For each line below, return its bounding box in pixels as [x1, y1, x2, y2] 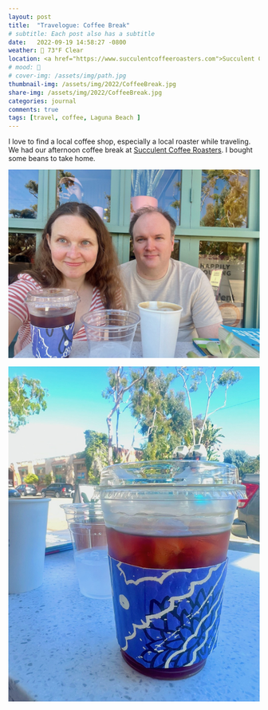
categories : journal [8, 97, 77, 105]
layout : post [8, 13, 52, 21]
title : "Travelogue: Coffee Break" [8, 21, 130, 30]
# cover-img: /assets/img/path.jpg [8, 72, 127, 80]
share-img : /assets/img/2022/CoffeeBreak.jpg [8, 89, 162, 97]
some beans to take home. [8, 154, 96, 164]
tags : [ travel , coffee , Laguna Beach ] [8, 114, 141, 122]
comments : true [8, 105, 59, 113]
